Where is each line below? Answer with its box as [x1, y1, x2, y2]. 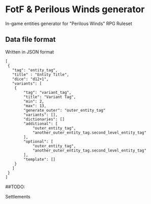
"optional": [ [23, 139, 53, 144]
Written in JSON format [5, 48, 54, 55]
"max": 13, [23, 103, 47, 108]
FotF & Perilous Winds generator [5, 4, 145, 15]
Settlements [5, 193, 31, 199]
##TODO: [5, 184, 25, 190]
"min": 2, [23, 98, 44, 104]
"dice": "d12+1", [12, 76, 49, 82]
